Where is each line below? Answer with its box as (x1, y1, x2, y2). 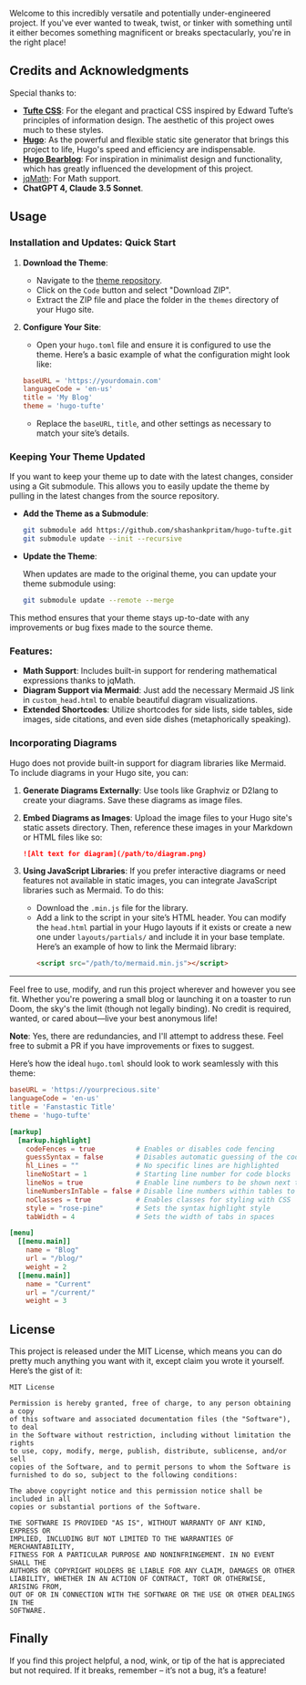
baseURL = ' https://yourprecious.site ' (9, 1085, 161, 1095)
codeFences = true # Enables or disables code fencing (25, 1144, 275, 1153)
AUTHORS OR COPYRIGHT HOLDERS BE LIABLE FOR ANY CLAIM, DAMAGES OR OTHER (9, 1566, 296, 1576)
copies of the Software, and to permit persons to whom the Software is (9, 1463, 291, 1472)
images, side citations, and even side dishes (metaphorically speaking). (22, 714, 291, 725)
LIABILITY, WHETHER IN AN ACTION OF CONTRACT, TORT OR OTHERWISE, (9, 1575, 267, 1584)
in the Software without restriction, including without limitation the (9, 1431, 291, 1440)
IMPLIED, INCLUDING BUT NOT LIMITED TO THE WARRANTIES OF (9, 1535, 234, 1544)
